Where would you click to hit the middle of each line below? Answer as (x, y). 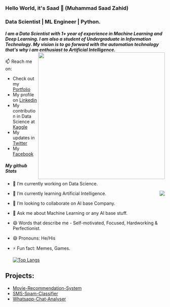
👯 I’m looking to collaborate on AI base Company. (64, 203)
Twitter (20, 143)
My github (16, 165)
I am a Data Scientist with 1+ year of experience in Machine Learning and (84, 34)
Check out (23, 79)
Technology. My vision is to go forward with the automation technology (82, 45)
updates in (24, 138)
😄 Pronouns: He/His (34, 238)
